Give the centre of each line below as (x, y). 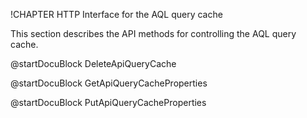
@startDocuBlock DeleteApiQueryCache (93, 63)
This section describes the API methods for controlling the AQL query (153, 33)
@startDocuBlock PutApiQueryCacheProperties (108, 102)
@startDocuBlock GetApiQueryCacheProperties (109, 83)
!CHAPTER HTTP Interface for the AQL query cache (116, 14)
